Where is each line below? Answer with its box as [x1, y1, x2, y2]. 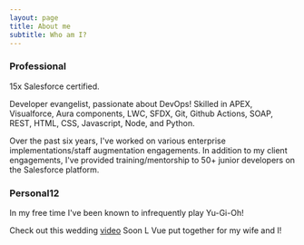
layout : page [9, 13, 59, 23]
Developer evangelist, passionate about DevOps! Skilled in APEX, [9, 98, 253, 109]
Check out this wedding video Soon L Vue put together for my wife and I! [9, 224, 282, 236]
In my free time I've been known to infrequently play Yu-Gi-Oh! [9, 207, 244, 218]
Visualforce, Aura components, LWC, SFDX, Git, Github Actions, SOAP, [9, 108, 274, 119]
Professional [9, 60, 66, 73]
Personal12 [9, 187, 60, 200]
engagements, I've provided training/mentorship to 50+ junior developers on [9, 154, 296, 165]
